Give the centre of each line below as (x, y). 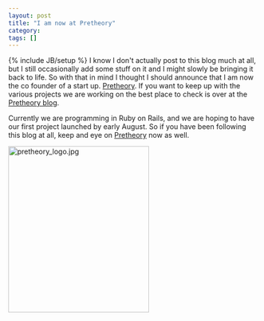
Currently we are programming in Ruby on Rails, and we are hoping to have (132, 118)
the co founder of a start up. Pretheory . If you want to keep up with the (124, 86)
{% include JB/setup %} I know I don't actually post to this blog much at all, (132, 61)
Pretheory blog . (34, 103)
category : (25, 30)
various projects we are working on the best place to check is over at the (128, 94)
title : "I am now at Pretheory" (62, 23)
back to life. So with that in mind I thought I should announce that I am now (131, 77)
